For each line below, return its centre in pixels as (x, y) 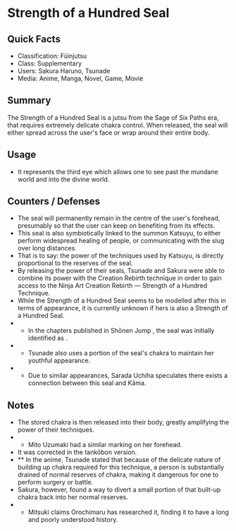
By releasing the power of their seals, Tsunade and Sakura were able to (121, 271)
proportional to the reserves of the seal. (75, 263)
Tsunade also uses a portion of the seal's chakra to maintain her (121, 353)
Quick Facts (34, 39)
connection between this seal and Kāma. (87, 383)
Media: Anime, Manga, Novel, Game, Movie (80, 78)
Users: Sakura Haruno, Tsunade (64, 71)
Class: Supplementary (50, 63)
